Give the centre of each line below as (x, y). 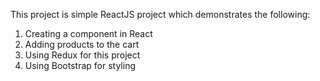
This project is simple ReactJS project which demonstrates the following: (160, 14)
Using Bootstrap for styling (80, 65)
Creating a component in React (88, 33)
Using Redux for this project (82, 55)
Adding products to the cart (82, 44)
